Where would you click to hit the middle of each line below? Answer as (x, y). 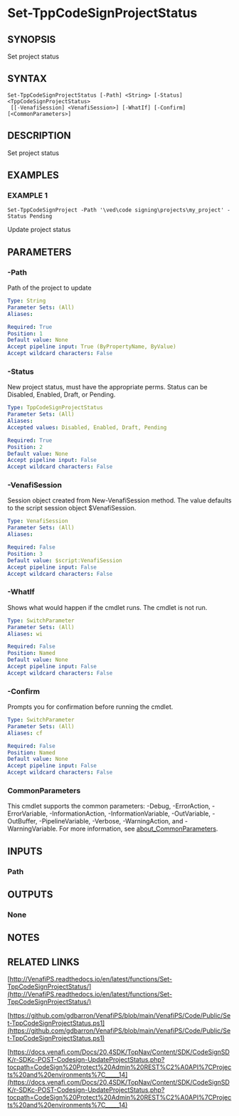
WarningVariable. (33, 829)
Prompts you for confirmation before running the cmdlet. (90, 707)
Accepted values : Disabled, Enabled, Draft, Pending (87, 427)
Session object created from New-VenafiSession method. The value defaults (119, 500)
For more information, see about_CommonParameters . (139, 829)
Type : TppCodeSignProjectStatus (55, 408)
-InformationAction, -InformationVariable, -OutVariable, (130, 814)
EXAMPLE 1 (28, 195)
